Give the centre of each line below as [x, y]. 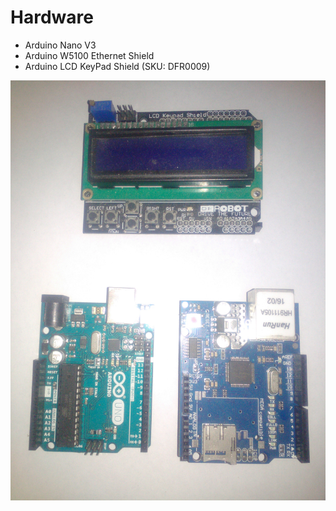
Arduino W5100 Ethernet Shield [89, 55]
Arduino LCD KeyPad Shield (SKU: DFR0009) [117, 66]
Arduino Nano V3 [60, 45]
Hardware [52, 17]
